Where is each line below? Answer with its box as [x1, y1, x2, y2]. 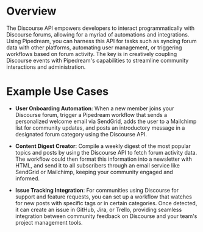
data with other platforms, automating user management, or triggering [6, 44, 182, 51]
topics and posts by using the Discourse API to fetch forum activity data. [15, 149, 198, 156]
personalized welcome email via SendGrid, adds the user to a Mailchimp [15, 118, 197, 125]
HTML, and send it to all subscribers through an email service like [15, 161, 180, 169]
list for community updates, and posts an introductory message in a [15, 124, 185, 132]
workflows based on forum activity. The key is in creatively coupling [6, 50, 177, 57]
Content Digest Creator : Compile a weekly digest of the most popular [15, 142, 191, 150]
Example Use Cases [6, 85, 109, 99]
